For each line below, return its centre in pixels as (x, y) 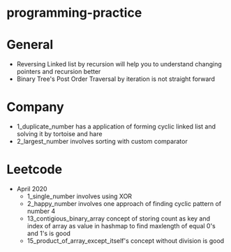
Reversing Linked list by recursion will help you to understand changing (119, 64)
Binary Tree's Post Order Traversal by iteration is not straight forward (116, 79)
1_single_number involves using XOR (80, 196)
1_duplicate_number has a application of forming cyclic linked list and (116, 126)
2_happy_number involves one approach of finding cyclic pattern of (124, 203)
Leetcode (35, 170)
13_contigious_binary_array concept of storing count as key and (119, 218)
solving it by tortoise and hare (59, 134)
